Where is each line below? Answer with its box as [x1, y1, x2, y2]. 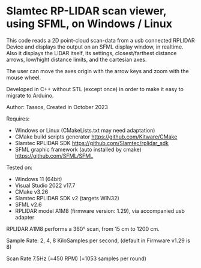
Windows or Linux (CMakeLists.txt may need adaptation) [14, 127, 155, 134]
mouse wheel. [6, 74, 41, 81]
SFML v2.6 [14, 201, 42, 208]
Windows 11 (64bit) [14, 175, 62, 182]
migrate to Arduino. [6, 92, 54, 99]
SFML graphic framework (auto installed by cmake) [14, 146, 142, 153]
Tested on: [6, 164, 33, 171]
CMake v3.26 [14, 188, 49, 195]
